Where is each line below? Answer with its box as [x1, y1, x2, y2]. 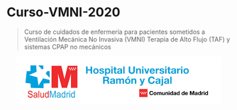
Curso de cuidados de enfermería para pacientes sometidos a [23, 28, 206, 36]
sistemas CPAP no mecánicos [23, 42, 111, 51]
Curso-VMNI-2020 [6, 4, 121, 20]
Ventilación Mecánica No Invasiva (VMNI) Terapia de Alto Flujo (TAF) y [23, 35, 231, 43]
